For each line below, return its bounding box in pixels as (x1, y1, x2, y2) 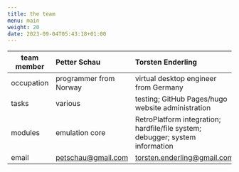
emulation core (55, 128, 106, 138)
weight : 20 (7, 23, 40, 31)
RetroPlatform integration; (134, 114, 221, 124)
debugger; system (134, 132, 196, 142)
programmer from (55, 74, 115, 84)
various (55, 99, 80, 109)
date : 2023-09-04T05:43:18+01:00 (7, 30, 107, 38)
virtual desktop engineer (134, 74, 217, 84)
